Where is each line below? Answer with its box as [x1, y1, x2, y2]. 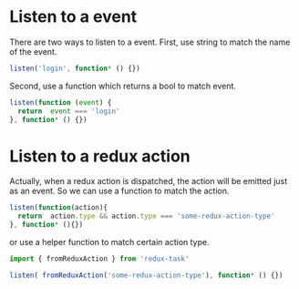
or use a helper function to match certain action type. [9, 237, 210, 247]
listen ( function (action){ [9, 203, 108, 212]
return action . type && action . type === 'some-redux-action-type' [17, 212, 275, 221]
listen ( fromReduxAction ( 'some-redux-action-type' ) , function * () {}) [9, 271, 284, 280]
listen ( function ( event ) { [9, 98, 112, 107]
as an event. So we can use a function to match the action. [9, 185, 230, 197]
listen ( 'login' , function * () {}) [9, 64, 141, 73]
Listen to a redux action [9, 146, 191, 166]
